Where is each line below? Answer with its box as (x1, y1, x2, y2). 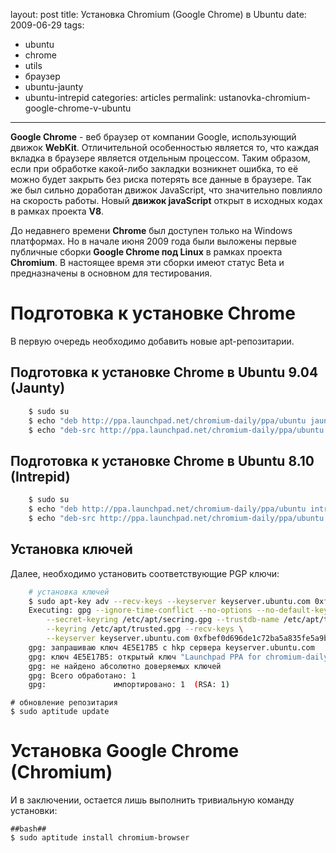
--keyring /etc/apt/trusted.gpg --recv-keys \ (46, 624, 244, 634)
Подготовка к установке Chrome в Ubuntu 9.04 (10, 364, 319, 381)
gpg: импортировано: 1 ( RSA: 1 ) (28, 680, 230, 690)
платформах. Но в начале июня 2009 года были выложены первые (10, 235, 297, 247)
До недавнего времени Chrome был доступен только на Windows (10, 225, 293, 236)
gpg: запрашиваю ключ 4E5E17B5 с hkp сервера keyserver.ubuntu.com (28, 642, 315, 653)
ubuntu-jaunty (24, 81, 84, 93)
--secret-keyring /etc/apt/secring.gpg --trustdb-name (46, 615, 280, 625)
